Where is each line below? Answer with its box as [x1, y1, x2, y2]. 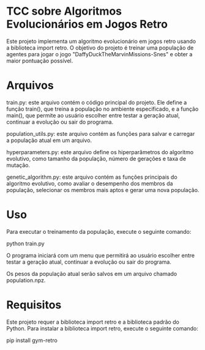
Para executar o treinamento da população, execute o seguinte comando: [6, 228, 192, 235]
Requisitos [6, 298, 62, 311]
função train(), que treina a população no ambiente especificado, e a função [6, 105, 199, 113]
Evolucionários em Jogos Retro [6, 17, 168, 31]
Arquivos [6, 78, 54, 92]
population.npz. [6, 277, 46, 284]
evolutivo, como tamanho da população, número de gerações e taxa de [6, 155, 187, 162]
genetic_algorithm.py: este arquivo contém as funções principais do [6, 173, 177, 181]
